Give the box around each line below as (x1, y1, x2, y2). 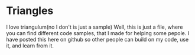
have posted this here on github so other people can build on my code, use (6, 36, 189, 43)
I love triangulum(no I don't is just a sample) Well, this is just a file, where (6, 23, 183, 30)
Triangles (6, 4, 54, 18)
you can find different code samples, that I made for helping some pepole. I (6, 29, 190, 36)
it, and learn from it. (6, 42, 54, 49)
